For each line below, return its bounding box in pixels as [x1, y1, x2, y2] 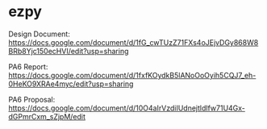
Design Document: [8, 29, 70, 39]
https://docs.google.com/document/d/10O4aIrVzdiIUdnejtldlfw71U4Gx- [8, 103, 246, 113]
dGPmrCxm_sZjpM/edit [8, 111, 86, 121]
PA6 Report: [8, 61, 48, 71]
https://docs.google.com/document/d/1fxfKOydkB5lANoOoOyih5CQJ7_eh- [8, 70, 257, 80]
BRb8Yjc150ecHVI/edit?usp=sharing [8, 46, 129, 56]
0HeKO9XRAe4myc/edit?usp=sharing [8, 79, 134, 89]
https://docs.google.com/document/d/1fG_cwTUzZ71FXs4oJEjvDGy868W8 [8, 37, 259, 47]
